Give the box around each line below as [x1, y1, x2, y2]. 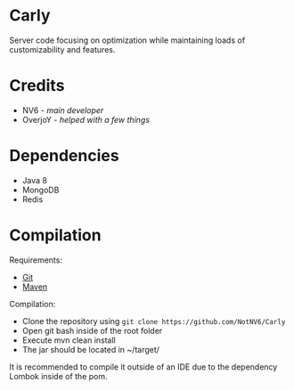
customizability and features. [9, 44, 116, 54]
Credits [9, 76, 65, 96]
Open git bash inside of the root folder [21, 325, 163, 336]
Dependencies [9, 146, 119, 166]
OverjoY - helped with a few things [21, 114, 150, 125]
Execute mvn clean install [21, 335, 116, 345]
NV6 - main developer [21, 104, 104, 116]
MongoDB [21, 184, 60, 195]
